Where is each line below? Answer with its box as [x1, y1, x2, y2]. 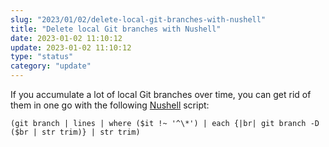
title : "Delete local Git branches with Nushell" [10, 24, 222, 34]
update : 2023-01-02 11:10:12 [10, 42, 132, 53]
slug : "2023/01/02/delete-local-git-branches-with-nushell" [10, 14, 267, 25]
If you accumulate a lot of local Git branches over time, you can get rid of [10, 89, 312, 100]
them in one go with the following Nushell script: [10, 99, 210, 111]
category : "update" [10, 61, 92, 71]
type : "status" [10, 52, 74, 62]
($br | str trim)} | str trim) [10, 127, 141, 137]
